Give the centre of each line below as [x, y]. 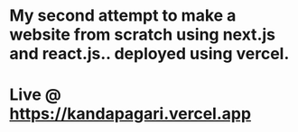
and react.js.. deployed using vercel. [149, 54]
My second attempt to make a [123, 16]
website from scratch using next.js [142, 35]
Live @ [35, 95]
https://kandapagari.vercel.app [130, 114]
